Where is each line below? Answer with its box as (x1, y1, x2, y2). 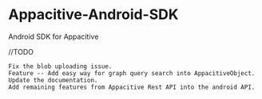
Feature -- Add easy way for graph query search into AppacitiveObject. (8, 69, 256, 77)
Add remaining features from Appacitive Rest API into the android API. (8, 83, 256, 91)
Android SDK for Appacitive (8, 32, 99, 41)
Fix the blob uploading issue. (8, 62, 113, 70)
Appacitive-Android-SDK (8, 6, 179, 24)
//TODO (8, 47, 34, 56)
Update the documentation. (8, 76, 98, 84)
